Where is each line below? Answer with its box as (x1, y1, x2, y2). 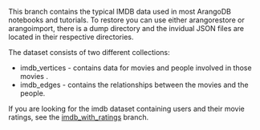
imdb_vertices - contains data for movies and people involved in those (19, 63, 252, 73)
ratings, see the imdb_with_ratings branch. (8, 112, 149, 122)
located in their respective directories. (8, 32, 134, 41)
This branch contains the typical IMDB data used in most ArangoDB (8, 7, 231, 16)
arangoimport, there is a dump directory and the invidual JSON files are (8, 24, 245, 33)
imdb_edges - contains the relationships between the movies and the (19, 80, 249, 89)
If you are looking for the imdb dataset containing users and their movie (8, 104, 245, 113)
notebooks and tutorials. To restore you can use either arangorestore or (8, 15, 245, 25)
